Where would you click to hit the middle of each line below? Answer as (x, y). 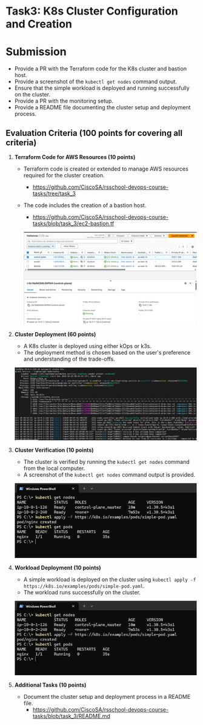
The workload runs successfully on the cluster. (82, 592)
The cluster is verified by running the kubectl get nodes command (107, 461)
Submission (36, 52)
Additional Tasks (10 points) (50, 685)
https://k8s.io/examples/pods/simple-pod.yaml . (84, 586)
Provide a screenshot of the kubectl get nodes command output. (95, 82)
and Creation (39, 24)
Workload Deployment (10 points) (58, 567)
